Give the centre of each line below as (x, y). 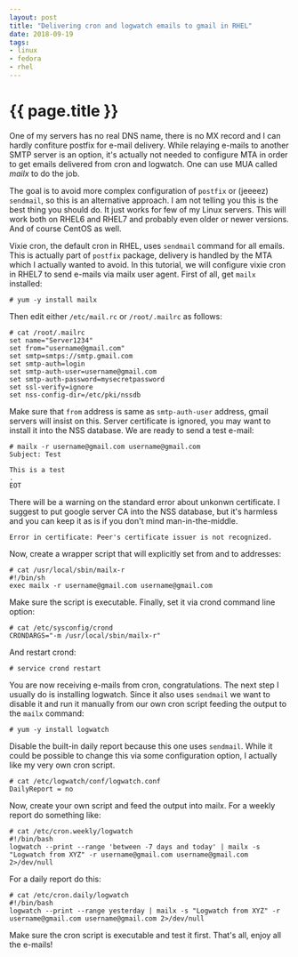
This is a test (37, 470)
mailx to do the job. (44, 173)
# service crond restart (55, 668)
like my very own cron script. (62, 765)
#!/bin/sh (28, 578)
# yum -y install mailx (53, 300)
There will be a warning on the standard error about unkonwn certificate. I (145, 502)
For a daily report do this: (55, 879)
